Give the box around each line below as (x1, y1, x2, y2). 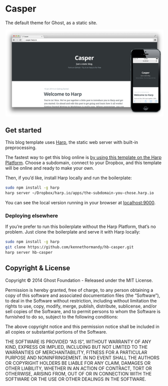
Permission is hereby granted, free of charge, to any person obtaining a (5, 287, 153, 293)
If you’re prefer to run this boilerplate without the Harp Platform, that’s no (5, 223, 156, 229)
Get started (5, 126, 42, 134)
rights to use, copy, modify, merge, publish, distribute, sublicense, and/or (5, 303, 157, 309)
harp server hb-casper (5, 250, 53, 255)
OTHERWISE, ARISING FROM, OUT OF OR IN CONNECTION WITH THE (5, 370, 152, 376)
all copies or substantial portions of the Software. (5, 329, 107, 335)
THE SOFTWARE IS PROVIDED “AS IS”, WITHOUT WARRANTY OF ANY (5, 338, 151, 345)
